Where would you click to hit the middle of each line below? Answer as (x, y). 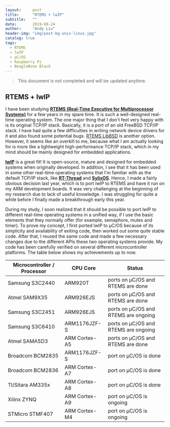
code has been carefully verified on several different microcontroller (76, 247)
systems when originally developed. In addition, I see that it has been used (83, 167)
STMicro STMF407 (31, 414)
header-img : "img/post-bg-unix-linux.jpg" (51, 33)
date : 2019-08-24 (30, 24)
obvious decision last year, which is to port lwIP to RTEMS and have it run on (85, 183)
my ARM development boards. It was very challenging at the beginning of (82, 188)
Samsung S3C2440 (31, 283)
